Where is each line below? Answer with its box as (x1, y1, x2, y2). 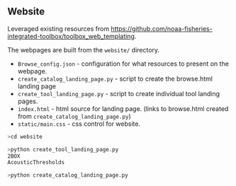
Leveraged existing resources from (7, 24, 110, 33)
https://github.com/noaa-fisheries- (111, 24, 213, 33)
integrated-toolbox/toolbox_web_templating (7, 32, 135, 40)
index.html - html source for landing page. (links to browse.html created (17, 104, 229, 112)
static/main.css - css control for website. (17, 120, 140, 128)
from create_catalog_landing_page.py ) (17, 112, 131, 120)
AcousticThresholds (7, 159, 65, 166)
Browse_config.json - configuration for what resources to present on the (17, 59, 229, 68)
